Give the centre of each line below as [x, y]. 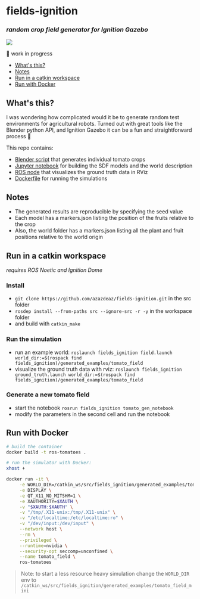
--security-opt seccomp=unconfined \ [66, 551]
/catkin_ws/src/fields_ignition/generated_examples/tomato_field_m [106, 586]
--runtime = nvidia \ [43, 546]
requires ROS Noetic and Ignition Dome [54, 270]
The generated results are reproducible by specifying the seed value [99, 212]
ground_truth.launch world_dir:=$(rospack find [75, 375]
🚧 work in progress [29, 54]
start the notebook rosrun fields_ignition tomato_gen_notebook [94, 408]
